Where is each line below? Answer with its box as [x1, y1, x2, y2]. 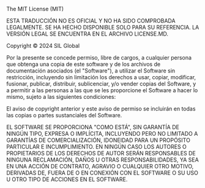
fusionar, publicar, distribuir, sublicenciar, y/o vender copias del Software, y [6, 80, 196, 87]
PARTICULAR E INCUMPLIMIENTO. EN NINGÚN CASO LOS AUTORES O [6, 143, 187, 150]
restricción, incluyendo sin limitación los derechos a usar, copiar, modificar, [6, 74, 196, 80]
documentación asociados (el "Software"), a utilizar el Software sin [6, 67, 176, 74]
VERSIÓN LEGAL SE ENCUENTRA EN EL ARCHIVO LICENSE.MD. [6, 30, 169, 37]
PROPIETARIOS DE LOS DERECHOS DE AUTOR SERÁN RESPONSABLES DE [6, 150, 196, 157]
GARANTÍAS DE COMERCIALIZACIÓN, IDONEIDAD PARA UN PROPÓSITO [6, 136, 191, 144]
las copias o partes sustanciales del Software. [6, 112, 122, 119]
